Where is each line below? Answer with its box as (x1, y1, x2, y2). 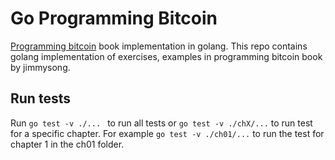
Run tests (10, 90, 71, 107)
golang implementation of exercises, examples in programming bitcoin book (10, 50, 323, 62)
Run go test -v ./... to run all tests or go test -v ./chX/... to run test (10, 117, 313, 129)
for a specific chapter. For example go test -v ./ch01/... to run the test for (10, 127, 325, 139)
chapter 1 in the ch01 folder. (10, 138, 125, 150)
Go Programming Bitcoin (10, 7, 218, 30)
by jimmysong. (10, 61, 71, 73)
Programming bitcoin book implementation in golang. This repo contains (10, 40, 308, 52)
